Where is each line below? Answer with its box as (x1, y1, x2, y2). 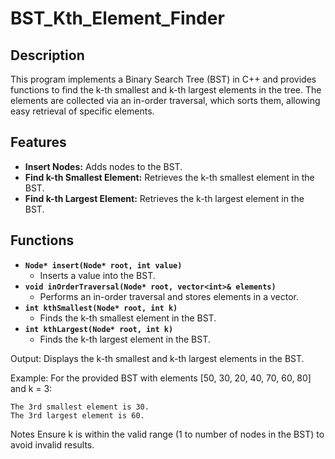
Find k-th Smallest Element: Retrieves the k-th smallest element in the (24, 171, 315, 183)
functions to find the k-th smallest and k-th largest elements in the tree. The (10, 84, 322, 96)
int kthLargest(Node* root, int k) (24, 324, 174, 334)
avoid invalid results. (10, 438, 95, 451)
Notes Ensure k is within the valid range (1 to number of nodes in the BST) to (10, 428, 325, 440)
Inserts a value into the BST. (39, 269, 156, 281)
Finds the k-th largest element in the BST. (39, 333, 211, 345)
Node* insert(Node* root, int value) (24, 260, 183, 271)
